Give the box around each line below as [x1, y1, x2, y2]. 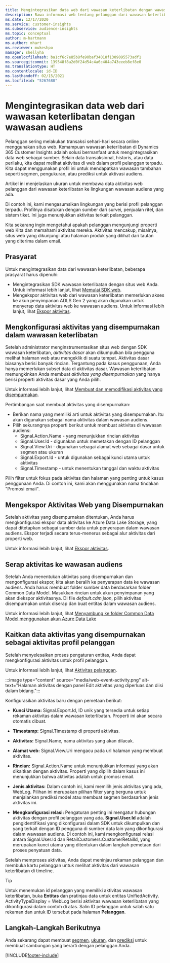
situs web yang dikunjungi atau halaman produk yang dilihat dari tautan [5, 232, 154, 238]
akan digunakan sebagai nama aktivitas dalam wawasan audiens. [12, 417, 149, 423]
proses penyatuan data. [12, 847, 62, 853]
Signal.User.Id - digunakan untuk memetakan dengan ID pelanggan [20, 438, 160, 444]
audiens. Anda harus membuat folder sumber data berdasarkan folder [5, 584, 151, 590]
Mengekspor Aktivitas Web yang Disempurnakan [5, 501, 164, 509]
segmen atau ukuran [20, 449, 63, 455]
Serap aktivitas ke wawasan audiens [5, 560, 123, 568]
